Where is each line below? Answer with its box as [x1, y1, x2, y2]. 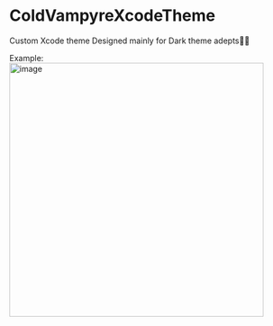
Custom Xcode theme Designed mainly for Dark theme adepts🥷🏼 [9, 35, 250, 46]
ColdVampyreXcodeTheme [9, 5, 216, 26]
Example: [9, 52, 44, 63]
